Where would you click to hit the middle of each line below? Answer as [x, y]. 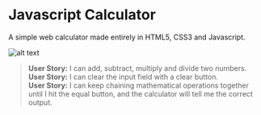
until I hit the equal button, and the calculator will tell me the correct [140, 93]
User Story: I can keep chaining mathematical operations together [138, 85]
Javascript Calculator [82, 15]
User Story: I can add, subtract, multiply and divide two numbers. [137, 68]
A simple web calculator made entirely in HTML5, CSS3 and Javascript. [127, 37]
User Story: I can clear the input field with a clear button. [123, 76]
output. [40, 102]
